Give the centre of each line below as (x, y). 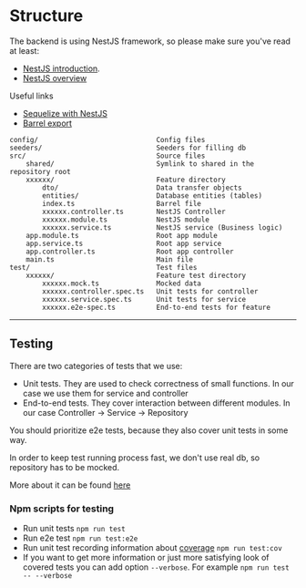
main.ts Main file (110, 259)
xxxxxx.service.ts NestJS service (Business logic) (163, 227)
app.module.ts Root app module (122, 235)
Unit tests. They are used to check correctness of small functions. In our (158, 383)
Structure (46, 16)
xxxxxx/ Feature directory (126, 180)
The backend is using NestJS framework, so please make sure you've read (150, 41)
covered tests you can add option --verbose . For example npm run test (156, 567)
